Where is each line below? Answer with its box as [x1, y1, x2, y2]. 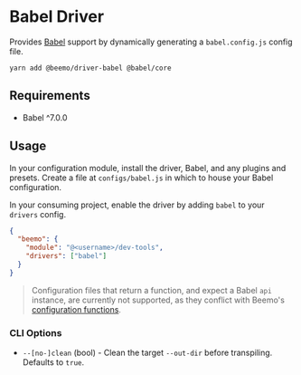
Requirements [9, 88, 90, 103]
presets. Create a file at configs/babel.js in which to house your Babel [9, 172, 274, 183]
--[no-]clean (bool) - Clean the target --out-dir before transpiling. [22, 347, 273, 359]
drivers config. [9, 208, 66, 219]
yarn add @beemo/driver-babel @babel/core [9, 63, 172, 72]
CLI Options [9, 326, 62, 339]
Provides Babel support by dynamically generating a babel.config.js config [9, 36, 293, 47]
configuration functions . [31, 303, 122, 314]
